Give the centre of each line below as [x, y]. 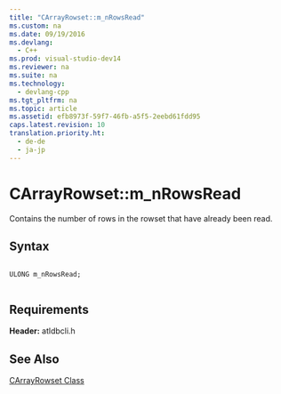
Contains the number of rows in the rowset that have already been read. [141, 218]
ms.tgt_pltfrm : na [43, 100]
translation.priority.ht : [57, 133]
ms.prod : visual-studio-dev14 [65, 59]
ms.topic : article [43, 109]
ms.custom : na [36, 26]
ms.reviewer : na [39, 68]
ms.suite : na [33, 76]
